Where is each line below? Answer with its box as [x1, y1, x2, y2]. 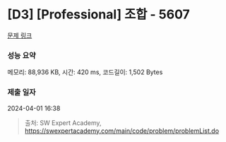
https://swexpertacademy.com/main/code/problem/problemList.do [24, 126, 220, 135]
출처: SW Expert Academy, [24, 118, 102, 127]
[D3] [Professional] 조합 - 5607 [7, 6, 191, 23]
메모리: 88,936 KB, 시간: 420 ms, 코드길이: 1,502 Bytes [7, 68, 163, 76]
